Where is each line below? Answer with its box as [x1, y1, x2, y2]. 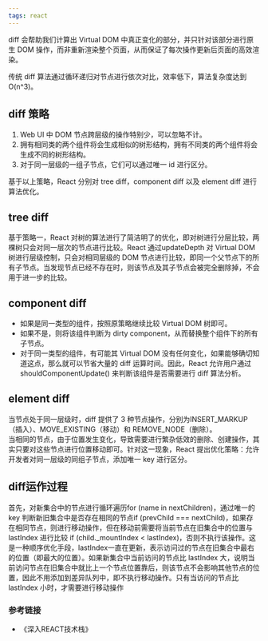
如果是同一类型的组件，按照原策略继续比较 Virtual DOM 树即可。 [19, 319, 232, 328]
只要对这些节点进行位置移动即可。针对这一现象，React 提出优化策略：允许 [14, 444, 260, 454]
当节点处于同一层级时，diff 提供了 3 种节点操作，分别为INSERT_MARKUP [8, 414, 249, 424]
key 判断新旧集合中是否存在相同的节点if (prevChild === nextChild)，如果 [8, 512, 247, 522]
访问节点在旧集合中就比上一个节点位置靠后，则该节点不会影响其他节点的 [14, 563, 253, 572]
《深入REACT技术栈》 [19, 624, 93, 634]
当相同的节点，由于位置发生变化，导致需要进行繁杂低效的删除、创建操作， [8, 434, 253, 444]
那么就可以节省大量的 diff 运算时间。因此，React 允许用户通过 [47, 359, 251, 368]
